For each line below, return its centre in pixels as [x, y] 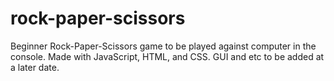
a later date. [35, 67]
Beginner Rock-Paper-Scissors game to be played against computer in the [163, 46]
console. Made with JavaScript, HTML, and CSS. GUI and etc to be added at [167, 56]
